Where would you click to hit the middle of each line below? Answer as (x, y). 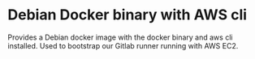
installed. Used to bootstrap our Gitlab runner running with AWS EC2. (123, 45)
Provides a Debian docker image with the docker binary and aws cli (120, 37)
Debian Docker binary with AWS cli (127, 15)
